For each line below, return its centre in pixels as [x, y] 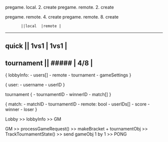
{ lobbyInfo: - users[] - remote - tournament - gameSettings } [68, 75]
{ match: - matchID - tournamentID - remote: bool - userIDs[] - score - [77, 104]
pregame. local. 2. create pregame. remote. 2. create [59, 7]
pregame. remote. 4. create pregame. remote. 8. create [62, 17]
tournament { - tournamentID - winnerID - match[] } [58, 94]
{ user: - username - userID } [35, 85]
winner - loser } [21, 109]
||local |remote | [41, 26]
